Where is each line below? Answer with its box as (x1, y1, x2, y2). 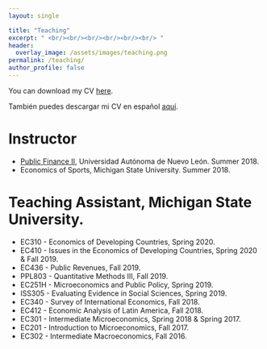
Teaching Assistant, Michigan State (8, 193, 252, 211)
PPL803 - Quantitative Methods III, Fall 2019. (19, 271, 169, 280)
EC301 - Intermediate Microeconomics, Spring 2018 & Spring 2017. (19, 314, 241, 323)
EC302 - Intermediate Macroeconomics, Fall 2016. (19, 331, 187, 341)
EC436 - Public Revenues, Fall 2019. (19, 263, 141, 272)
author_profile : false (8, 64, 85, 73)
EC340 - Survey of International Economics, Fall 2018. (19, 297, 200, 306)
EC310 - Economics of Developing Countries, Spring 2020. (19, 237, 215, 247)
